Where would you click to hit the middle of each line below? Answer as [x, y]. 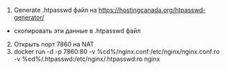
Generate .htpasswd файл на [55, 10]
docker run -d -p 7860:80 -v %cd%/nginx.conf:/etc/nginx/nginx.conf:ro [117, 52]
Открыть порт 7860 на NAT [54, 44]
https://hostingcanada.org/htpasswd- [152, 10]
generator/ [29, 17]
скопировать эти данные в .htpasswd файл [77, 31]
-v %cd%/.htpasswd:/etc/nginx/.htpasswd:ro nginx [87, 59]
